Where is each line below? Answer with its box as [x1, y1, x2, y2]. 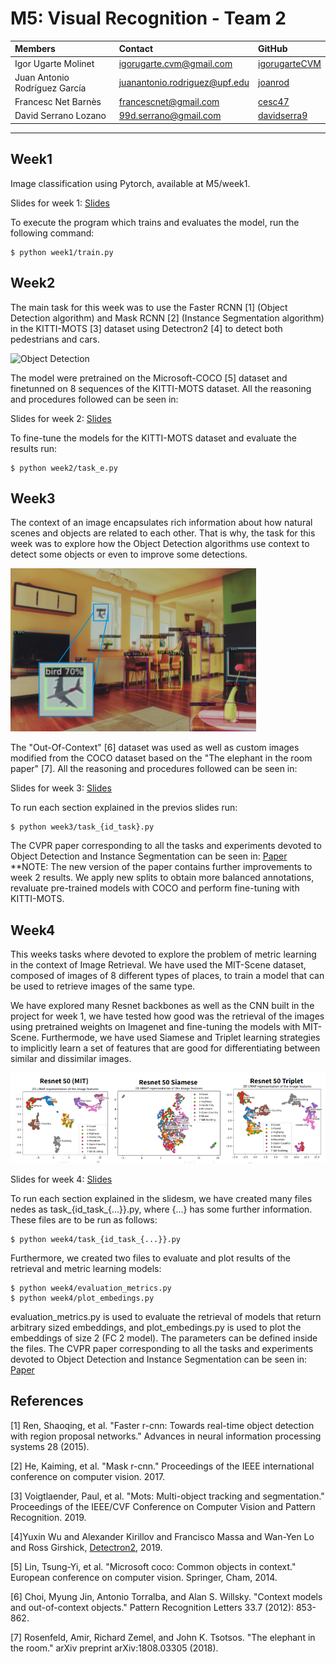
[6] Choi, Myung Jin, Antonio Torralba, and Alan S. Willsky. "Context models [10, 1590, 323, 1602]
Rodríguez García [14, 82, 87, 94]
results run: [10, 442, 58, 454]
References [10, 1393, 84, 1410]
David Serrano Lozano [14, 110, 107, 122]
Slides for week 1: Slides [10, 197, 110, 209]
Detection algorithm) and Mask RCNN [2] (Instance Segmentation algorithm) [10, 312, 325, 324]
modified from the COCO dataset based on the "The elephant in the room [10, 752, 313, 764]
